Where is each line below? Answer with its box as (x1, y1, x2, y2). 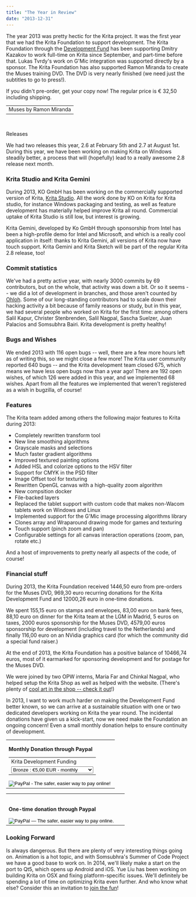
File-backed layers (14, 494, 60, 501)
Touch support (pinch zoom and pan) (14, 525, 104, 532)
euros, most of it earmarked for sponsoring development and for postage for (6, 656, 190, 663)
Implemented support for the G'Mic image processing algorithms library (14, 513, 187, 520)
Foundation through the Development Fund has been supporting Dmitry (6, 45, 178, 52)
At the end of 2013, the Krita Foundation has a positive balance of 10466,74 (6, 649, 187, 656)
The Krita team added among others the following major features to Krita (6, 414, 181, 421)
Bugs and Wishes (6, 336, 57, 344)
